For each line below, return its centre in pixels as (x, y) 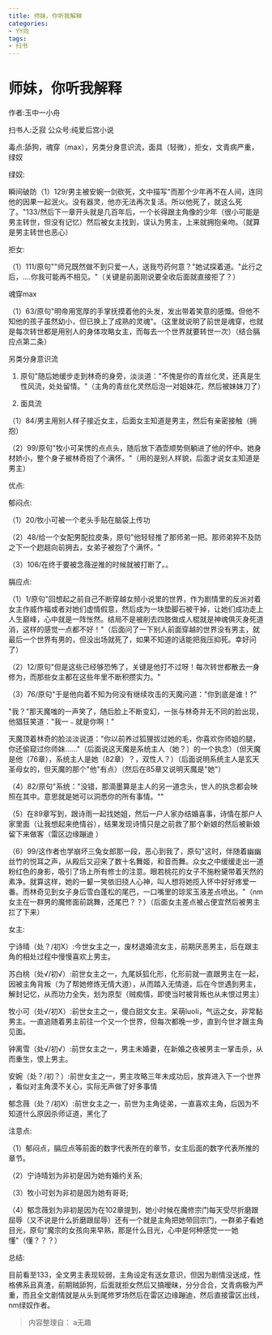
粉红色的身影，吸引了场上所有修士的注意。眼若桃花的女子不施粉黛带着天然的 (136, 871)
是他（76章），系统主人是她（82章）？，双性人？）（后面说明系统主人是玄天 (134, 759)
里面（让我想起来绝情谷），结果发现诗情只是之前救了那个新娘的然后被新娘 (138, 824)
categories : (28, 24)
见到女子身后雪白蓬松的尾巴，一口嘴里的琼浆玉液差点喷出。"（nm (153, 892)
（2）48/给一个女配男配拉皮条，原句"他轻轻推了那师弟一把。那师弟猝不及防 (135, 537)
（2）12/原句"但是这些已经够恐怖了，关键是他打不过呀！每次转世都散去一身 (134, 667)
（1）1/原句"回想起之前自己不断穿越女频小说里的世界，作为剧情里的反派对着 (135, 599)
